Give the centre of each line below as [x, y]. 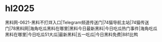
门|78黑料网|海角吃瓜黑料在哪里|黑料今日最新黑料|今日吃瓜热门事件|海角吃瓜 [81, 28]
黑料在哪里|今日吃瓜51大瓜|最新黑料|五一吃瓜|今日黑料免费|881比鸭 [72, 34]
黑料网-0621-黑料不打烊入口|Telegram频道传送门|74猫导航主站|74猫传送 [77, 22]
